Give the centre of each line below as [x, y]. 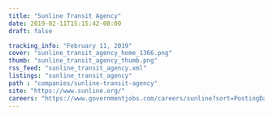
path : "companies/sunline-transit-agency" [83, 83]
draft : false [30, 31]
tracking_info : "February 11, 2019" [70, 45]
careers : [23, 98]
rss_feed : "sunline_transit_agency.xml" [78, 68]
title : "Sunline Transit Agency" [65, 16]
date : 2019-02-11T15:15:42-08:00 [65, 23]
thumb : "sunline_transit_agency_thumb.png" [83, 61]
